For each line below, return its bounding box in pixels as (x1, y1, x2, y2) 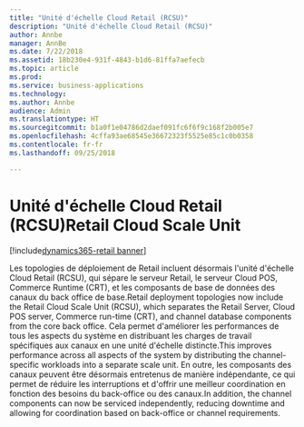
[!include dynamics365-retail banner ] (9, 244, 147, 255)
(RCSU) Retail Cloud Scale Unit (9, 214, 241, 235)
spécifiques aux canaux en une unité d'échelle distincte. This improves (9, 340, 272, 351)
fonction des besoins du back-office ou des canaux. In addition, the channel (9, 388, 292, 399)
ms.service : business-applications (9, 81, 144, 90)
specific (9, 359, 40, 370)
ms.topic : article (9, 65, 79, 74)
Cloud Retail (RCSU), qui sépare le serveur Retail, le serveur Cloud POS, (9, 272, 279, 283)
